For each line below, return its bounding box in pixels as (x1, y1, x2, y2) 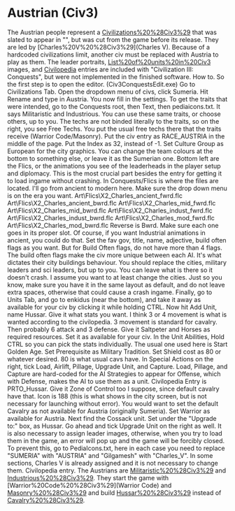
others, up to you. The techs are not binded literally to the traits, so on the (7, 117, 220, 125)
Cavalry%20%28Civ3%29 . (7, 496, 85, 504)
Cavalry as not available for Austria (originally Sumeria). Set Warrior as (7, 407, 211, 415)
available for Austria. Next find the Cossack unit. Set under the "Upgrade (7, 414, 217, 422)
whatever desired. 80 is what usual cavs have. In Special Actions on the (7, 354, 214, 363)
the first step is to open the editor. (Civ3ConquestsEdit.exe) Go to (7, 80, 196, 88)
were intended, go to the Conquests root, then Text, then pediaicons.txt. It (7, 102, 220, 110)
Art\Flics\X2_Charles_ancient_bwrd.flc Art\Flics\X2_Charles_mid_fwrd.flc (7, 199, 216, 207)
